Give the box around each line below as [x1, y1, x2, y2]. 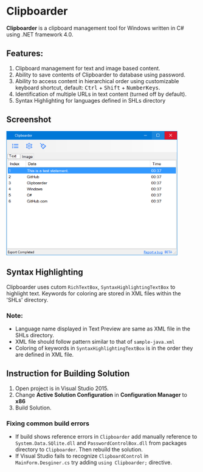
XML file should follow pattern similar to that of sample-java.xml [15, 338, 175, 345]
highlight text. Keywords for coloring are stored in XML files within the [6, 290, 181, 297]
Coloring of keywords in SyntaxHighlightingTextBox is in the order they [15, 344, 193, 352]
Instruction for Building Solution [6, 369, 130, 379]
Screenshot [6, 114, 52, 125]
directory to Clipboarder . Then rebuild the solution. [15, 446, 143, 453]
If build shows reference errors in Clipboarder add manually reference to [15, 433, 198, 440]
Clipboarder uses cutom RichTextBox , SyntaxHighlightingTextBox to [6, 283, 176, 290]
